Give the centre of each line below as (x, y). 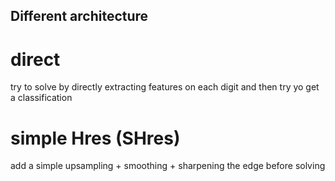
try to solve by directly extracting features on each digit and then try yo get (165, 87)
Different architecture (79, 16)
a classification (41, 98)
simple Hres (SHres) (95, 138)
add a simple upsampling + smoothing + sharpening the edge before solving (168, 166)
